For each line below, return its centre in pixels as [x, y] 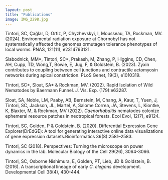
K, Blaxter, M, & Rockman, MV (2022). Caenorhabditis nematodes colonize [82, 111]
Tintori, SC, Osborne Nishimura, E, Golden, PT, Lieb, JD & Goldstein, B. [78, 161]
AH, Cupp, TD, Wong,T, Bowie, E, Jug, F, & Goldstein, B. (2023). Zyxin [77, 65]
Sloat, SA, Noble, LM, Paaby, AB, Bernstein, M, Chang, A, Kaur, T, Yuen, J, [81, 100]
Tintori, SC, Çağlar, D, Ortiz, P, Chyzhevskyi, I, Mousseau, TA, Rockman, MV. [84, 34]
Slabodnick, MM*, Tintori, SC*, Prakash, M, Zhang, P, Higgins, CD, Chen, [81, 59]
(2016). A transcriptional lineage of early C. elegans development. [73, 167]
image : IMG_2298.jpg [27, 19]
